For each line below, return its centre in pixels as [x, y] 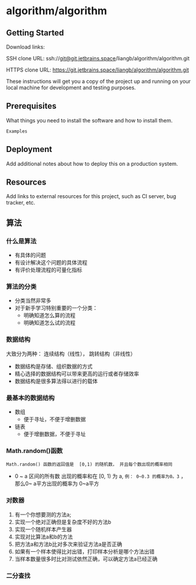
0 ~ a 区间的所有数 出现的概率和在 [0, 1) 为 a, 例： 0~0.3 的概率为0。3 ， [100, 476]
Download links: [26, 47]
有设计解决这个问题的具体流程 [51, 263]
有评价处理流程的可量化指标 [48, 270]
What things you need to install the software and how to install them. [89, 120]
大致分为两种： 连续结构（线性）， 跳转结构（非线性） [71, 354]
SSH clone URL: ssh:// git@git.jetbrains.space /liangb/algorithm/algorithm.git [98, 58]
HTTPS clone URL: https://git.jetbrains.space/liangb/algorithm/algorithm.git [98, 70]
